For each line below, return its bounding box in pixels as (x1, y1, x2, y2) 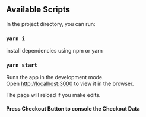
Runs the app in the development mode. (6, 74, 104, 81)
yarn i (6, 35, 26, 42)
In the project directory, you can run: (6, 20, 96, 27)
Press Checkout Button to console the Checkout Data (6, 105, 141, 112)
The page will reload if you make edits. (6, 92, 101, 99)
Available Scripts (6, 5, 70, 15)
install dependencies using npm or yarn (6, 47, 103, 54)
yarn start (6, 62, 37, 69)
